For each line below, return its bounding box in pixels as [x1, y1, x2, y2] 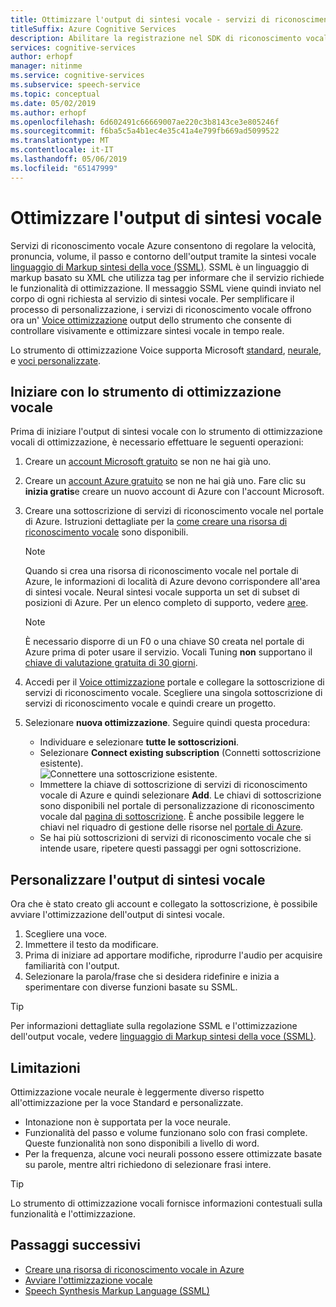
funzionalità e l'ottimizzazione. [10, 1208, 136, 1220]
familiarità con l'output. [24, 960, 120, 972]
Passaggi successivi [10, 1237, 142, 1254]
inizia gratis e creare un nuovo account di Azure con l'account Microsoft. [24, 486, 325, 498]
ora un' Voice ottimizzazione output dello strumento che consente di [10, 314, 292, 326]
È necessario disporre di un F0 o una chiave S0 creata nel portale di [24, 636, 305, 648]
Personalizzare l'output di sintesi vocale [10, 871, 266, 888]
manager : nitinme [10, 61, 83, 71]
